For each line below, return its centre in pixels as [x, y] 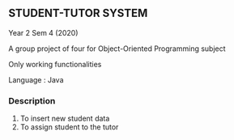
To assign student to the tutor [69, 127]
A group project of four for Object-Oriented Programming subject [117, 49]
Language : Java [36, 79]
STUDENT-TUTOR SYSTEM [78, 13]
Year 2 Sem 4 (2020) [43, 32]
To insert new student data [65, 119]
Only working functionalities [55, 64]
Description [32, 100]
